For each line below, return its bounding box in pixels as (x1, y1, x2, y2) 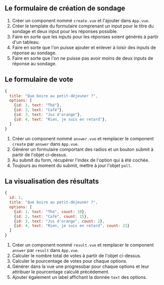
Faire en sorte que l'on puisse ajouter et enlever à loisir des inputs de (12, 44, 156, 50)
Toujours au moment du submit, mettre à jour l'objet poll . (12, 162, 132, 169)
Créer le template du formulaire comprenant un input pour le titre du (12, 23, 154, 29)
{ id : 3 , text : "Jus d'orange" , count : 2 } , (14, 219, 105, 224)
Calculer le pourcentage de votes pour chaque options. (12, 258, 128, 264)
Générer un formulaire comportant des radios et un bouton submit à (12, 146, 154, 152)
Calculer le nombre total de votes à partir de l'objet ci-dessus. (12, 253, 141, 259)
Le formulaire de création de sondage (5, 4, 126, 13)
